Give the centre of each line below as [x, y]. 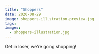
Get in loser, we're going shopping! [41, 46]
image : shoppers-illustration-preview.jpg [49, 19]
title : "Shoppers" [24, 10]
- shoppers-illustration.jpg [40, 32]
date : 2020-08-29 [23, 14]
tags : [11, 23]
